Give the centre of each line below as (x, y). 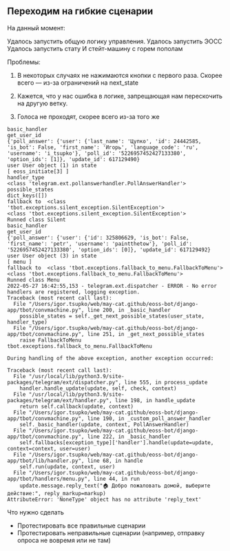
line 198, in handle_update (155, 400)
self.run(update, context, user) (67, 467)
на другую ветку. (42, 103)
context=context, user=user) (49, 448)
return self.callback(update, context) (77, 406)
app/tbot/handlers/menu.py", (49, 479)
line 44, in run (116, 479)
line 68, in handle (115, 461)
